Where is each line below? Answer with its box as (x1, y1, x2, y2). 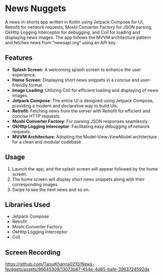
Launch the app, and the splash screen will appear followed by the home (12, 166, 158, 172)
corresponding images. (12, 181, 59, 187)
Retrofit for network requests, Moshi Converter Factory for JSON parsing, (5, 24, 152, 30)
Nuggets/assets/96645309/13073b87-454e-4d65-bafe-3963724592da (5, 266, 149, 272)
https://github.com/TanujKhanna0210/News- (5, 261, 95, 267)
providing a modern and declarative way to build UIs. (12, 103, 118, 108)
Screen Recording (5, 248, 61, 257)
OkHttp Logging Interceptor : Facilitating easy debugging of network (12, 123, 150, 129)
